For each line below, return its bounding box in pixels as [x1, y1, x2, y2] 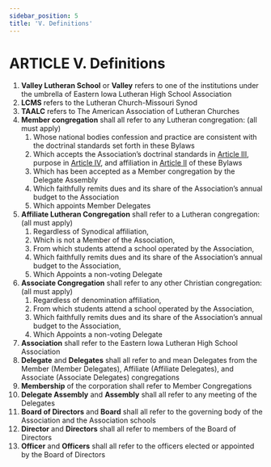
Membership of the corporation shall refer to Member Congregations [20, 381, 252, 391]
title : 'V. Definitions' [9, 19, 93, 27]
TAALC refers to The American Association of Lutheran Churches [20, 107, 240, 116]
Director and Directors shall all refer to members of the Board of [20, 424, 237, 434]
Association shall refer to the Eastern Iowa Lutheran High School [20, 339, 238, 348]
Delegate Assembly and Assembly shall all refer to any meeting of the [20, 389, 257, 400]
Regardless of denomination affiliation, [32, 296, 162, 305]
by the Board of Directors [20, 450, 106, 460]
